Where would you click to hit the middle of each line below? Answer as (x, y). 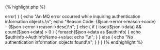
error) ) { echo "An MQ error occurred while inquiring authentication (73, 16)
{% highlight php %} (25, 7)
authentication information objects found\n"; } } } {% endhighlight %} (74, 42)
